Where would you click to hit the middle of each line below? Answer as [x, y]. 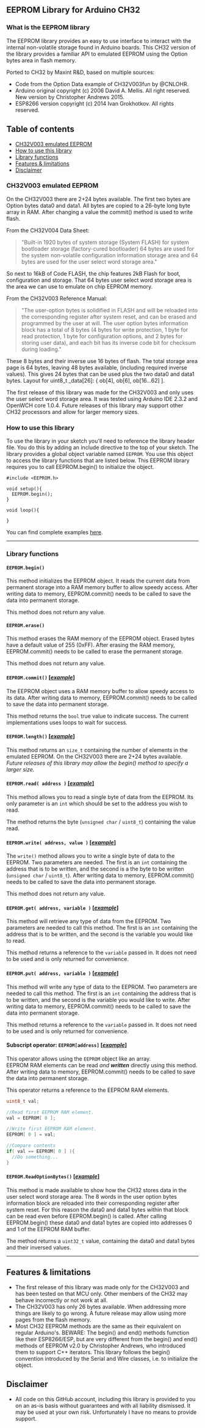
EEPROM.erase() [26, 625]
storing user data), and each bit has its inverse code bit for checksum [109, 342]
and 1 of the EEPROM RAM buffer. [49, 1229]
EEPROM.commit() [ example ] [41, 677]
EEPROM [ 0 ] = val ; [31, 1135]
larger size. [20, 769]
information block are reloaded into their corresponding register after [93, 1203]
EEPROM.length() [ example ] [41, 737]
